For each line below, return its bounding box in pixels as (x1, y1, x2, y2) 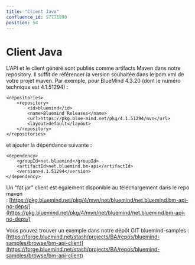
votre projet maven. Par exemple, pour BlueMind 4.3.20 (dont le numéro (6, 77, 181, 85)
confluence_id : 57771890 (6, 14, 67, 20)
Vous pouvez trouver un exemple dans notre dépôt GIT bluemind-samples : (6, 227, 189, 234)
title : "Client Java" (6, 8, 60, 15)
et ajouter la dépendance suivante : (6, 141, 92, 148)
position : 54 (6, 20, 38, 25)
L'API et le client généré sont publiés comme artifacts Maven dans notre (6, 64, 181, 72)
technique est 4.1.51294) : (6, 83, 69, 91)
